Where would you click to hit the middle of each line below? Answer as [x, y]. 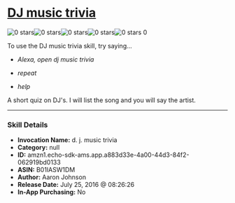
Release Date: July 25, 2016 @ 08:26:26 [76, 185]
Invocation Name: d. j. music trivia [67, 140]
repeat [27, 73]
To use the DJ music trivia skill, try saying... [70, 45]
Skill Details [28, 125]
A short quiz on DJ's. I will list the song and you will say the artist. [101, 100]
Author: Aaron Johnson [51, 177]
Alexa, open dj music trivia [56, 59]
